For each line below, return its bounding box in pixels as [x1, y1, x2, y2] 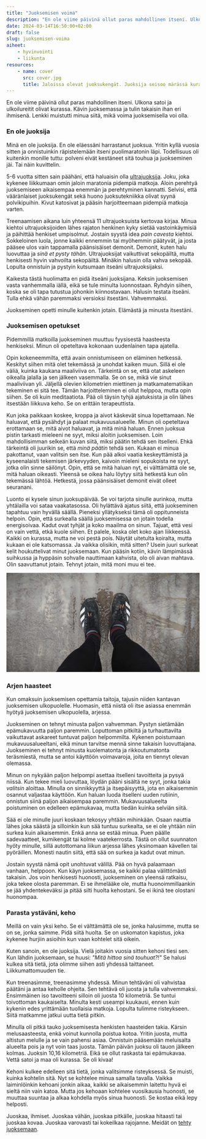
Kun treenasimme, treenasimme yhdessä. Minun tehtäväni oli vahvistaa [6, 979, 186, 986]
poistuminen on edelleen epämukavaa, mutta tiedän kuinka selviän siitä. [6, 804, 188, 812]
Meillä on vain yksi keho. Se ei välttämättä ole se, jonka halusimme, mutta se [6, 922, 199, 930]
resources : [6, 61, 34, 68]
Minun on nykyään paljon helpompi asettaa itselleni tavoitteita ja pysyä [6, 772, 185, 779]
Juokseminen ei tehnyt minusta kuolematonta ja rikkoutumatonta [6, 746, 170, 754]
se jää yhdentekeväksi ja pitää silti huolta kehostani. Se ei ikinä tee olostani [6, 887, 195, 894]
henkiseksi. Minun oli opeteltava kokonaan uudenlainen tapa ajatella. [6, 342, 180, 350]
